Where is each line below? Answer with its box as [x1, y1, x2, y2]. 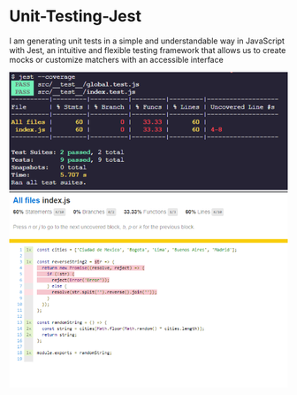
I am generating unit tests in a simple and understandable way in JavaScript [9, 35, 286, 46]
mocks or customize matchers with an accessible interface [9, 54, 224, 65]
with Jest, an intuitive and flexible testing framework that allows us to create [9, 44, 286, 55]
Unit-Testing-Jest [9, 6, 141, 27]
